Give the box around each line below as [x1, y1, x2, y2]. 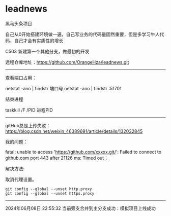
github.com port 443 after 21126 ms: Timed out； [5, 155, 108, 161]
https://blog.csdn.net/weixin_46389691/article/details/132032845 [5, 128, 143, 134]
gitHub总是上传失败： [5, 122, 51, 128]
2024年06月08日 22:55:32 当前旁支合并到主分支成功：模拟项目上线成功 [5, 205, 156, 211]
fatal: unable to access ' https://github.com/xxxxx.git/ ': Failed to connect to [5, 149, 162, 155]
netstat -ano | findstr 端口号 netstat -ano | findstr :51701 [5, 85, 122, 91]
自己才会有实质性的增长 [14, 38, 64, 44]
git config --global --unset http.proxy [5, 186, 93, 192]
